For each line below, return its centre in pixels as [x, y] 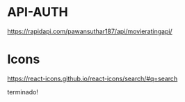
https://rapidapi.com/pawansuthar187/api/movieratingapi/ [90, 31]
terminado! [23, 92]
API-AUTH [38, 12]
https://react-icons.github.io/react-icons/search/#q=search [92, 78]
